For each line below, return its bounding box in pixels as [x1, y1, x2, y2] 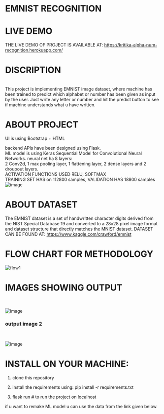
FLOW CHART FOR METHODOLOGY [5, 248, 154, 260]
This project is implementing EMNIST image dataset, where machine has [5, 86, 153, 92]
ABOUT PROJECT [5, 119, 79, 130]
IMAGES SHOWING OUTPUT [5, 282, 123, 293]
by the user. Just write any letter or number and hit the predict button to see [5, 97, 159, 103]
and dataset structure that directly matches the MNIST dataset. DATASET [5, 226, 154, 232]
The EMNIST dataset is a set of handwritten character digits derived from [5, 215, 154, 221]
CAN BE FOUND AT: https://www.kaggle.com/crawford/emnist [5, 231, 131, 237]
